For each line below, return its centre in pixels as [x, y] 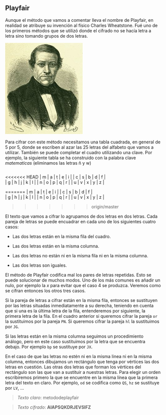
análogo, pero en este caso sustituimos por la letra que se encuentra [75, 341]
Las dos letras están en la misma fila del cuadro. [61, 236]
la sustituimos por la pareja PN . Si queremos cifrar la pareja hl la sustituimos [82, 321]
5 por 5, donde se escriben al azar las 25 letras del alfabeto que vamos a [79, 147]
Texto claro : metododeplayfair [48, 397]
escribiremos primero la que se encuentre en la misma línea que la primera [82, 377]
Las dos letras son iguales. [39, 265]
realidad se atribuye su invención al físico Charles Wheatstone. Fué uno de [81, 25]
